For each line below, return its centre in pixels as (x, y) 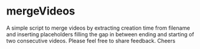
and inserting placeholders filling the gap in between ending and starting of (100, 34)
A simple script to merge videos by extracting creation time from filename (98, 28)
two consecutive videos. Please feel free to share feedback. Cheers (91, 41)
